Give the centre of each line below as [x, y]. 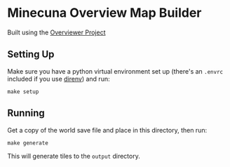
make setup [23, 92]
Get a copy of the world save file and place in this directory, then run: [107, 130]
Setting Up [31, 54]
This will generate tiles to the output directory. [74, 156]
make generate [28, 143]
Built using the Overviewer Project [56, 32]
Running [26, 113]
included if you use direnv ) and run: [59, 79]
